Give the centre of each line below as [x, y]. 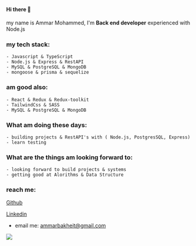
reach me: [21, 190]
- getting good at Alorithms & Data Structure [65, 175]
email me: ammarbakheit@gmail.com [60, 226]
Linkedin [17, 214]
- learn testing [26, 142]
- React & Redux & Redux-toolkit [48, 100]
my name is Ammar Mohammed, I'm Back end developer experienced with [98, 23]
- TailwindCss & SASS [33, 105]
